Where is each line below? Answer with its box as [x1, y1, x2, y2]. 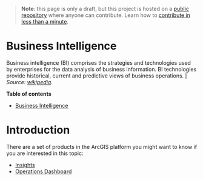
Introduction [6, 123, 70, 137]
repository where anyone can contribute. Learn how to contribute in [21, 12, 191, 19]
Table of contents [6, 90, 52, 97]
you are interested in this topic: [6, 150, 84, 157]
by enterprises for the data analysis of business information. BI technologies [6, 65, 197, 73]
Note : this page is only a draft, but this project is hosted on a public [21, 5, 190, 12]
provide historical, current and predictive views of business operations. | [6, 72, 187, 79]
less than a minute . [21, 18, 68, 25]
